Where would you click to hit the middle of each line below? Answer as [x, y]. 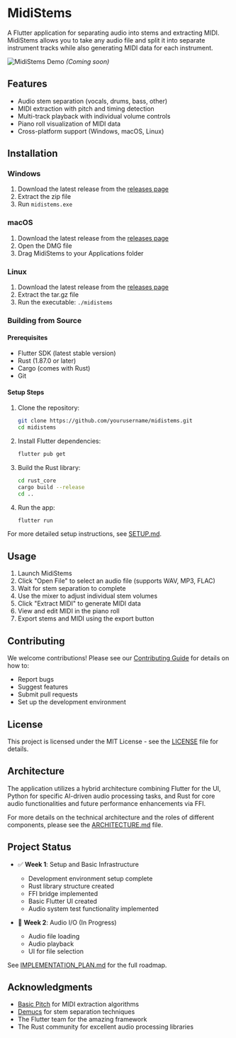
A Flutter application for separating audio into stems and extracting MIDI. [113, 33]
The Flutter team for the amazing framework [82, 1020]
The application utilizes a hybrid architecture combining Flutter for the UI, [114, 788]
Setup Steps [26, 392]
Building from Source [45, 320]
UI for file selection [56, 951]
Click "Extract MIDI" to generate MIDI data [79, 603]
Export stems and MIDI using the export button [86, 618]
